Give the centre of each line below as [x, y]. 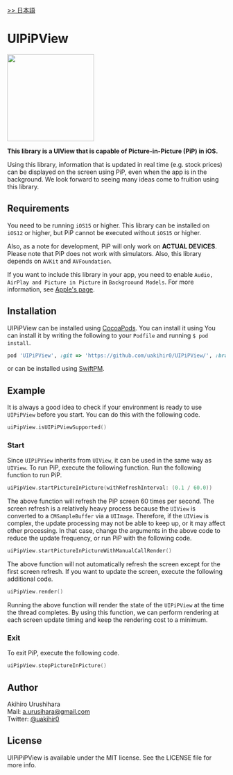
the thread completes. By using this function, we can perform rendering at [113, 613]
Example [26, 391]
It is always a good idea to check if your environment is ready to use [105, 407]
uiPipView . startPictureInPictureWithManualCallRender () [89, 551]
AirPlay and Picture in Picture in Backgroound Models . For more [101, 282]
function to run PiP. [35, 475]
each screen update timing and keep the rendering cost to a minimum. [107, 620]
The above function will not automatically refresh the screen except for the [114, 564]
